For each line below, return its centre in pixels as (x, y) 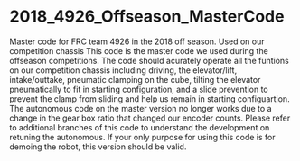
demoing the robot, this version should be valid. (98, 147)
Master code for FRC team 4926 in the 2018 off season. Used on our (137, 41)
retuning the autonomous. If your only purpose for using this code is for (142, 137)
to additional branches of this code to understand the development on (140, 127)
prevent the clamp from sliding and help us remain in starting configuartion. (150, 98)
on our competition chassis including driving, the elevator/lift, (123, 70)
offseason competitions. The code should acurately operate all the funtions (149, 60)
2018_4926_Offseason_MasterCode (147, 17)
